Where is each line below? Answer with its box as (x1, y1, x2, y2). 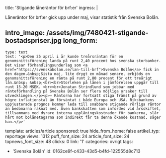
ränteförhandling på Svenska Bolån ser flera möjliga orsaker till (5, 88, 148, 94)
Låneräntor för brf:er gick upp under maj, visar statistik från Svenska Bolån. (5, 14, 160, 20)
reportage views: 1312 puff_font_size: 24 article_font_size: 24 (5, 133, 130, 139)
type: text (5, 50, 28, 55)
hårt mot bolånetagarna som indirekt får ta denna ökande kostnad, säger (5, 115, 162, 120)
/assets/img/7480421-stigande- (46, 29, 149, 37)
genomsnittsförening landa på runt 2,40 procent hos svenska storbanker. (5, 58, 162, 63)
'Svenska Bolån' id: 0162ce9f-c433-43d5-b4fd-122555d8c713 (12, 148, 141, 154)
